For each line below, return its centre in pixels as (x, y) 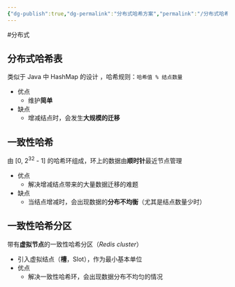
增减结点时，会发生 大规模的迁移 (74, 118)
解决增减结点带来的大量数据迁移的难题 (83, 184)
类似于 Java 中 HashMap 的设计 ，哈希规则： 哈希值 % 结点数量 (95, 77)
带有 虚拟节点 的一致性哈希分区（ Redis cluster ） (75, 244)
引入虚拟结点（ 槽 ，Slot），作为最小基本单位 (80, 259)
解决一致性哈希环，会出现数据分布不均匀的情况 (95, 276)
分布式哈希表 (35, 59)
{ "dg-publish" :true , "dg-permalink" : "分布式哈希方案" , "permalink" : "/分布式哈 (116, 14)
